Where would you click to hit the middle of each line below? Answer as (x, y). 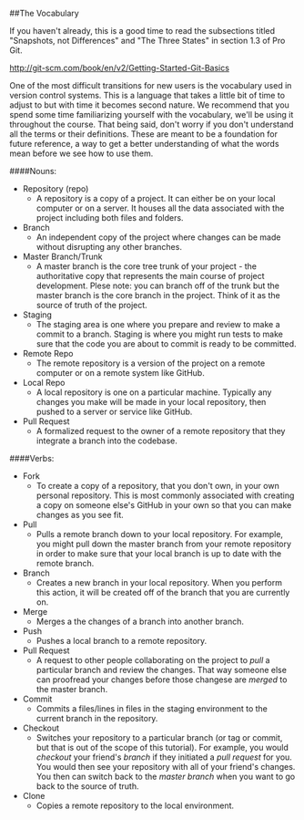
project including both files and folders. (110, 218)
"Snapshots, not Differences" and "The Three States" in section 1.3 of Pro (147, 41)
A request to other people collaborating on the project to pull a (153, 660)
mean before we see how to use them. (81, 153)
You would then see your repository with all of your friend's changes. (166, 767)
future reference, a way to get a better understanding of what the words (144, 144)
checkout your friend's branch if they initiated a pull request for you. (164, 757)
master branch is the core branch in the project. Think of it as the (158, 295)
